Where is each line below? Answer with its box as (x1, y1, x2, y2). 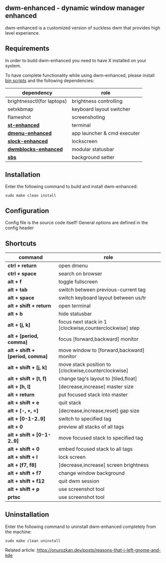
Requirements (5, 44, 49, 53)
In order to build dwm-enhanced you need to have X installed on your (5, 57, 147, 63)
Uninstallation (5, 511, 49, 519)
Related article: (5, 547, 36, 553)
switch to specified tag (58, 415, 112, 422)
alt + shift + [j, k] (7, 364, 47, 371)
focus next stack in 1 (58, 319, 107, 325)
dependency (22, 89, 53, 96)
